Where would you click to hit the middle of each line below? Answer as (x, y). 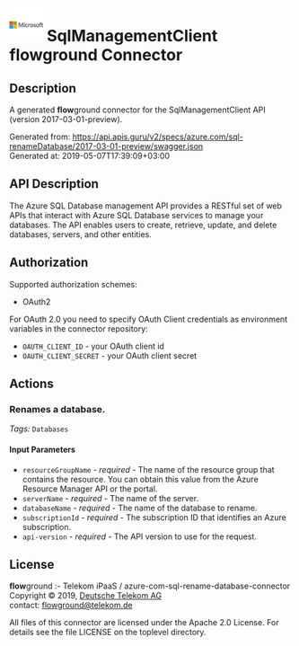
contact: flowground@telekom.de (71, 606)
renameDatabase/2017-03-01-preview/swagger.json (106, 146)
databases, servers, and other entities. (81, 234)
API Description (54, 184)
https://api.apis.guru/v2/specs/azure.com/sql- (158, 137)
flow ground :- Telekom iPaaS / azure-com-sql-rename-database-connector (150, 586)
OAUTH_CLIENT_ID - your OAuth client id (93, 346)
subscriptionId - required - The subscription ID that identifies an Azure (154, 517)
